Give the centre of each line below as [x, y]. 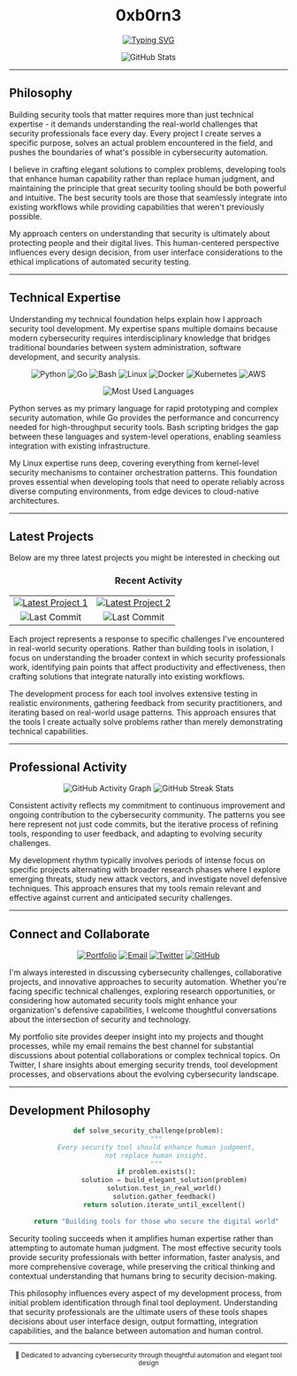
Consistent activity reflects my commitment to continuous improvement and [147, 805]
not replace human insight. [156, 1156]
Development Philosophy [80, 1110]
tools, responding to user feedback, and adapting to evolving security [136, 834]
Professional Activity [68, 768]
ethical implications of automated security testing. [100, 261]
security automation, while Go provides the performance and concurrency [144, 418]
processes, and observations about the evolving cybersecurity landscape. [144, 1074]
